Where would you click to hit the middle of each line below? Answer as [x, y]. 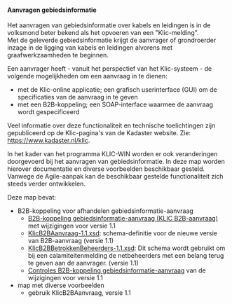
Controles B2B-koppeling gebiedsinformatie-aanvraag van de [117, 270]
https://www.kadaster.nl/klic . [49, 141]
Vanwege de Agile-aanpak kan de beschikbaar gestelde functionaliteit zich [115, 177]
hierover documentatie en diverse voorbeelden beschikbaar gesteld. [106, 169]
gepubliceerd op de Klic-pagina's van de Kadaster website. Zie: [99, 133]
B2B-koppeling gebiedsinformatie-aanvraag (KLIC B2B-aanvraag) [123, 219]
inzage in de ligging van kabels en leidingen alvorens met [90, 48]
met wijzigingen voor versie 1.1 [71, 226]
